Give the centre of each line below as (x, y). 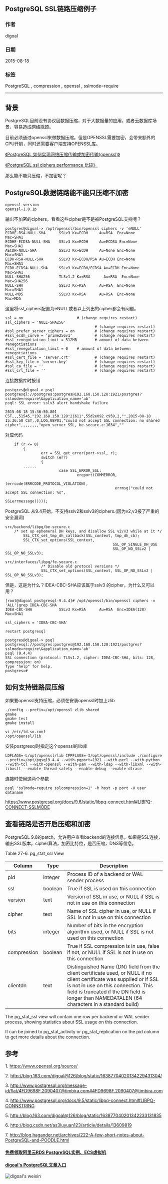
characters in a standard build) (103, 1004)
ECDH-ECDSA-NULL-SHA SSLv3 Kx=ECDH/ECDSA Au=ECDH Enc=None (72, 268)
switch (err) (54, 457)
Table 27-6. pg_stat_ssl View (34, 853)
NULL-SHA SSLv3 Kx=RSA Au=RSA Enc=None (70, 285)
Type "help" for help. (29, 666)
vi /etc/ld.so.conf (25, 732)
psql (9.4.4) (19, 653)
